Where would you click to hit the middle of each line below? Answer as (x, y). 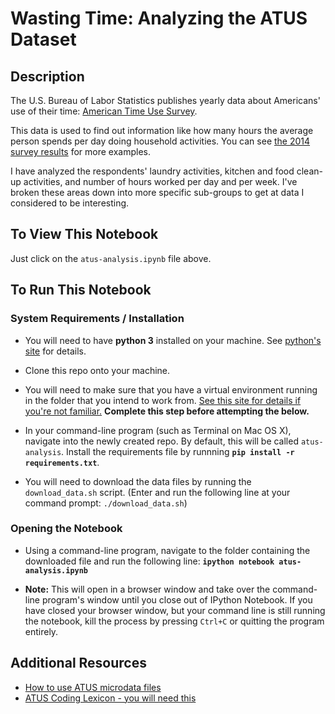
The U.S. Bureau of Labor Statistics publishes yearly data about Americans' (165, 100)
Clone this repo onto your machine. (97, 370)
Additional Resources (78, 663)
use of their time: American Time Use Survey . (104, 111)
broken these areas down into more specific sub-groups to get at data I (157, 192)
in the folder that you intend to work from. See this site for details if (163, 400)
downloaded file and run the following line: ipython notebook (149, 561)
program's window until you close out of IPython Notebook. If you (177, 599)
